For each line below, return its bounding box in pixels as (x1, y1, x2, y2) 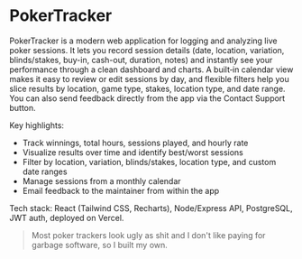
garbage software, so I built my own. (31, 239, 169, 250)
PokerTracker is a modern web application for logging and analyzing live (9, 35, 278, 46)
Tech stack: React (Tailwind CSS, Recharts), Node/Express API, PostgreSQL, (9, 202, 293, 213)
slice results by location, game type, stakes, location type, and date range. (9, 83, 286, 94)
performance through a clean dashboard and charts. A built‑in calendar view (9, 64, 294, 75)
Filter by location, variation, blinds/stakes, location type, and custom (22, 156, 277, 167)
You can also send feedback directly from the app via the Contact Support (9, 92, 286, 104)
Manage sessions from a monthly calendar (22, 175, 182, 186)
